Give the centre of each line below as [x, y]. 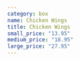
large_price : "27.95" [39, 46]
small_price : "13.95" [39, 33]
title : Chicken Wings [39, 27]
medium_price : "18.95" [40, 40]
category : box [28, 14]
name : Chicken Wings [38, 20]
